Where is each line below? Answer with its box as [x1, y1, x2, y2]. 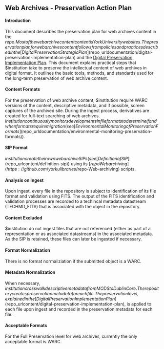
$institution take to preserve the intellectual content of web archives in [5, 65, 147, 70]
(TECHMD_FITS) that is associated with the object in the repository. [5, 204, 141, 210]
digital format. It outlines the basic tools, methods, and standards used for [5, 70, 154, 76]
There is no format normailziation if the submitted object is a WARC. [5, 258, 142, 264]
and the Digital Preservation [76, 54, 133, 60]
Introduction [5, 17, 31, 23]
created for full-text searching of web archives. [5, 112, 100, 119]
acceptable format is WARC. [5, 339, 62, 345]
